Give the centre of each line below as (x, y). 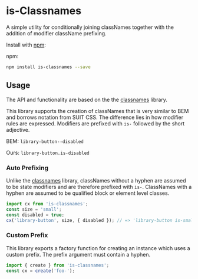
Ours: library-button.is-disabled (48, 152)
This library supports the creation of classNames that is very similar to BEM (98, 111)
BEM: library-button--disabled (45, 141)
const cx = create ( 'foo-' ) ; (41, 271)
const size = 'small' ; (34, 209)
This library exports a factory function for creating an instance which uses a (98, 248)
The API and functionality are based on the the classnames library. (87, 99)
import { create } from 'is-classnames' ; (58, 265)
